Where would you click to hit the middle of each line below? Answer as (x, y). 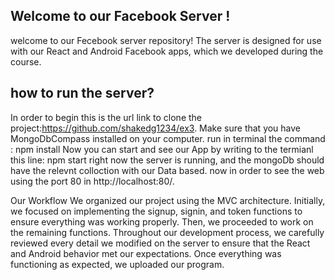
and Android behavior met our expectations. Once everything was (146, 253)
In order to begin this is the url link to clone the (106, 117)
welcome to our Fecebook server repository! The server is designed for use (166, 40)
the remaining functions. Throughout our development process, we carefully (167, 232)
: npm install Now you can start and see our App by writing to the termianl (162, 149)
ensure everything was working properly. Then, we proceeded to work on (162, 221)
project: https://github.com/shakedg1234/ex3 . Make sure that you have (156, 128)
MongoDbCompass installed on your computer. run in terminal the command (168, 138)
